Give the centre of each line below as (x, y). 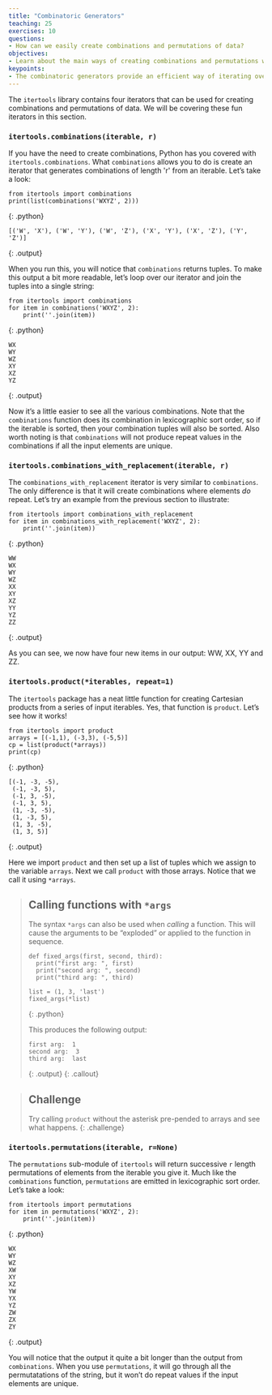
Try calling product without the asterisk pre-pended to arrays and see (144, 1119)
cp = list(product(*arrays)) (57, 745)
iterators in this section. (47, 116)
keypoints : (27, 69)
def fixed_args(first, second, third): (96, 957)
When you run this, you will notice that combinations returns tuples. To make (136, 268)
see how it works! (38, 715)
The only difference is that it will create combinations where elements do (130, 491)
